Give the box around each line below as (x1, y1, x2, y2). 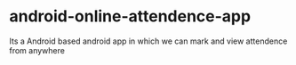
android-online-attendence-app (9, 6, 252, 27)
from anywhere (9, 45, 65, 55)
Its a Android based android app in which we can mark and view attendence (9, 36, 288, 46)
